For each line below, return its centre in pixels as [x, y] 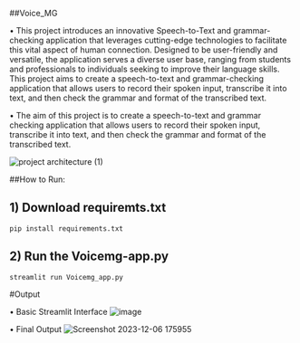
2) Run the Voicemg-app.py [89, 257]
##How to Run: [38, 179]
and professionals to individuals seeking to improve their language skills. [145, 69]
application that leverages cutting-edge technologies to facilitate [166, 40]
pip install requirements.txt [67, 229]
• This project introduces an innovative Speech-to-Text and [121, 30]
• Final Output [35, 329]
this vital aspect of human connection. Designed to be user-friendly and [144, 50]
